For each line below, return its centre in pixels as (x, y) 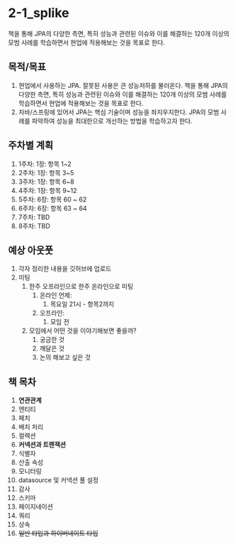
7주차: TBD (34, 217)
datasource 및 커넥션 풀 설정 (58, 480)
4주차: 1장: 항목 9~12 (47, 190)
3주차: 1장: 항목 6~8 (46, 182)
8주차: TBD (34, 226)
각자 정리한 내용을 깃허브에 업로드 (65, 269)
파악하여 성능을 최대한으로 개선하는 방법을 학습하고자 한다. (112, 121)
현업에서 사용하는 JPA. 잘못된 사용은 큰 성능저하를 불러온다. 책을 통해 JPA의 (123, 85)
